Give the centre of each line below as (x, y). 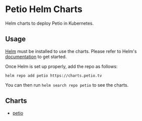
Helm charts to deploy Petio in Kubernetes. (49, 23)
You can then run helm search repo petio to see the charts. (67, 85)
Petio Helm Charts (44, 9)
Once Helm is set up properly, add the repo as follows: (61, 66)
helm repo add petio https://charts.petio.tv (53, 76)
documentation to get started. (36, 56)
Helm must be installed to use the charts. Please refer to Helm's (71, 51)
